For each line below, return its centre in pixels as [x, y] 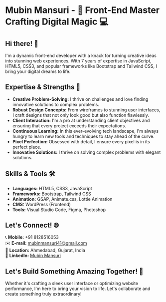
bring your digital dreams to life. [38, 71]
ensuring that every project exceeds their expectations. [69, 126]
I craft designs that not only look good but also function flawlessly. [81, 115]
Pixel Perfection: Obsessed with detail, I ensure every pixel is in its [81, 141]
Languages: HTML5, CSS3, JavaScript [52, 188]
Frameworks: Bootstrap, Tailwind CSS [52, 194]
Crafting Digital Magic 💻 [57, 22]
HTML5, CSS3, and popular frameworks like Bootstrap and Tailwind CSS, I [81, 66]
